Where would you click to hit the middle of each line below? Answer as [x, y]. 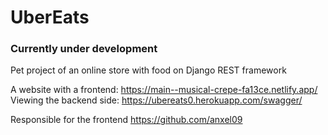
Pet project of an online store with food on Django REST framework [148, 70]
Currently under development [84, 49]
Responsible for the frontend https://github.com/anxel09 [126, 120]
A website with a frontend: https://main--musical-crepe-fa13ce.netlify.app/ [164, 90]
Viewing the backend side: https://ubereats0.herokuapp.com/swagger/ [156, 100]
